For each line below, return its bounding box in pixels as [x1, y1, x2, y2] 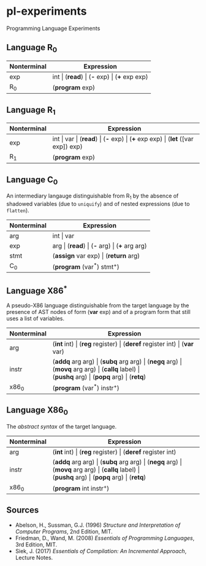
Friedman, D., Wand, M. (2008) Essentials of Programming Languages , [15, 534, 195, 541]
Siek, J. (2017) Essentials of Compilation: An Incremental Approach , [15, 547, 187, 554]
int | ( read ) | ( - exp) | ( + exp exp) [52, 72, 148, 81]
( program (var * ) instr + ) [52, 383, 120, 392]
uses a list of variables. [6, 315, 65, 323]
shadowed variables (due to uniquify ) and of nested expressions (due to [6, 201, 190, 208]
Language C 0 [6, 174, 58, 186]
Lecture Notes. [15, 554, 53, 561]
